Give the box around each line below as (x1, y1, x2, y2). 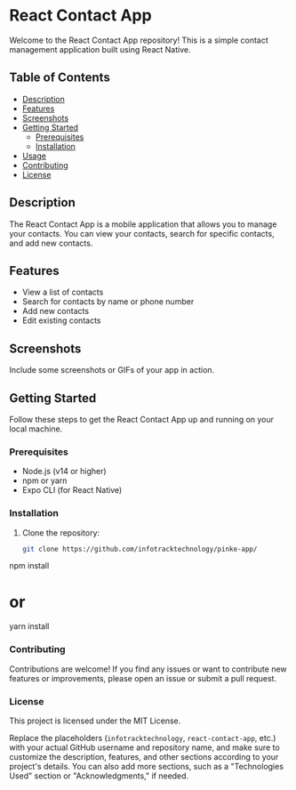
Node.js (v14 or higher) (21, 466, 107, 477)
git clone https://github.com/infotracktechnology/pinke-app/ (21, 544, 258, 553)
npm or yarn (21, 475, 68, 486)
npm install (9, 560, 50, 571)
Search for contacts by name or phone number (21, 296, 195, 307)
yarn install (9, 621, 50, 632)
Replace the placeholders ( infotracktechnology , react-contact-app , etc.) (9, 733, 276, 743)
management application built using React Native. (9, 44, 191, 54)
